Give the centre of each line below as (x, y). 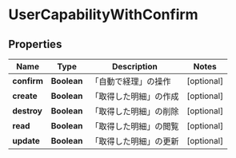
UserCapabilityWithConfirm (103, 15)
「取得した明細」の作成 (135, 96)
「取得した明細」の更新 (135, 141)
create (25, 96)
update (26, 141)
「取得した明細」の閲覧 (135, 126)
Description (134, 67)
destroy (27, 111)
